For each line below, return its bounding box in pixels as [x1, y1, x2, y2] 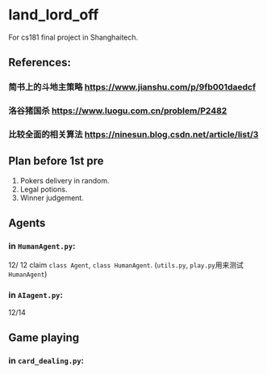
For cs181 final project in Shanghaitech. [8, 32, 139, 42]
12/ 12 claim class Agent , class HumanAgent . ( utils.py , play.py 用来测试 [8, 260, 244, 270]
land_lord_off [8, 6, 99, 24]
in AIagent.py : [8, 289, 63, 300]
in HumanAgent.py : [8, 241, 76, 252]
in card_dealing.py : [8, 355, 85, 367]
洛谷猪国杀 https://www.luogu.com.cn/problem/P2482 [8, 105, 227, 116]
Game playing [8, 331, 80, 345]
